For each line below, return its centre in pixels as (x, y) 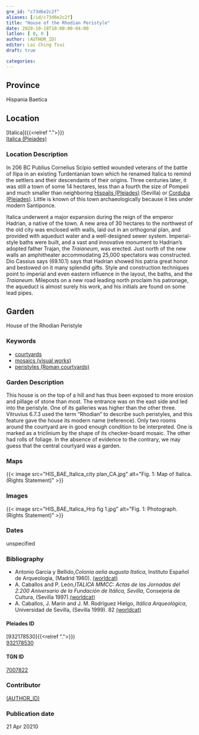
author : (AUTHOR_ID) (32, 39)
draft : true (21, 51)
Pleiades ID (20, 623)
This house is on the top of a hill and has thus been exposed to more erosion (100, 395)
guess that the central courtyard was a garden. (64, 445)
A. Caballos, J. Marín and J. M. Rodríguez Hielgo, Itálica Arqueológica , (101, 603)
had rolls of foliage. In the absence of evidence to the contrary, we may (94, 439)
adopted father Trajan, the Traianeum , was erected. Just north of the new (96, 248)
